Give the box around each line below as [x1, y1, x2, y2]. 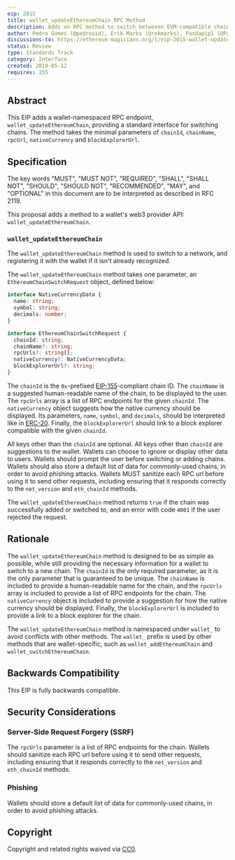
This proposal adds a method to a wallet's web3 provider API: [7, 211, 185, 219]
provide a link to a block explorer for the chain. [7, 611, 142, 619]
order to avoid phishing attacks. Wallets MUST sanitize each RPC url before [7, 470, 225, 478]
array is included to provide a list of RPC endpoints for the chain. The [7, 588, 206, 597]
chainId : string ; [13, 337, 64, 344]
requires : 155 [7, 69, 49, 76]
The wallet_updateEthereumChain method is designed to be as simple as [7, 551, 215, 560]
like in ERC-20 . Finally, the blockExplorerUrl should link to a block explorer [7, 418, 222, 427]
